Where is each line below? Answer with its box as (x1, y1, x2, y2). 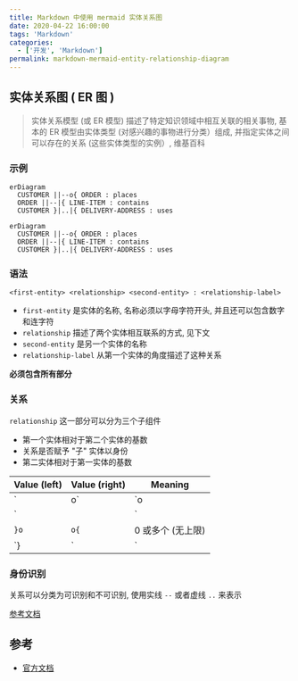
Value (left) (13, 478, 62, 491)
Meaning (150, 478, 189, 491)
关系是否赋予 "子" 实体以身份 (21, 445, 128, 456)
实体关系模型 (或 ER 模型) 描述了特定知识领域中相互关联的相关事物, (30, 115, 277, 126)
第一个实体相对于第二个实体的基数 (21, 434, 148, 444)
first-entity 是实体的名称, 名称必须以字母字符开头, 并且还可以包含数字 (21, 305, 286, 316)
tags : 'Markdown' (9, 29, 74, 38)
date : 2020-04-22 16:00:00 (9, 21, 110, 30)
